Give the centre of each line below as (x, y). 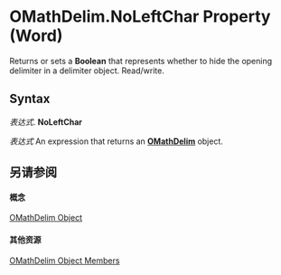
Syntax (30, 99)
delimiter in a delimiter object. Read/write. (87, 71)
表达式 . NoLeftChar (46, 122)
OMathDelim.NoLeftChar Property (140, 17)
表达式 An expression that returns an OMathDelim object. (117, 141)
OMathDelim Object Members (65, 261)
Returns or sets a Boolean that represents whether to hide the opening (141, 61)
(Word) (36, 36)
